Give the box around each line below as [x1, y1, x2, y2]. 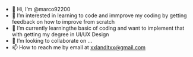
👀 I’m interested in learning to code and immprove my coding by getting [11, 12, 187, 19]
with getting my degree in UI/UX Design [11, 31, 109, 38]
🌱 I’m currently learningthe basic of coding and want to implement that [11, 24, 185, 31]
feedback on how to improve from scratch [11, 18, 115, 25]
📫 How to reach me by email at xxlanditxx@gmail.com [11, 44, 146, 50]
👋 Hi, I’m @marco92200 [11, 6, 71, 12]
